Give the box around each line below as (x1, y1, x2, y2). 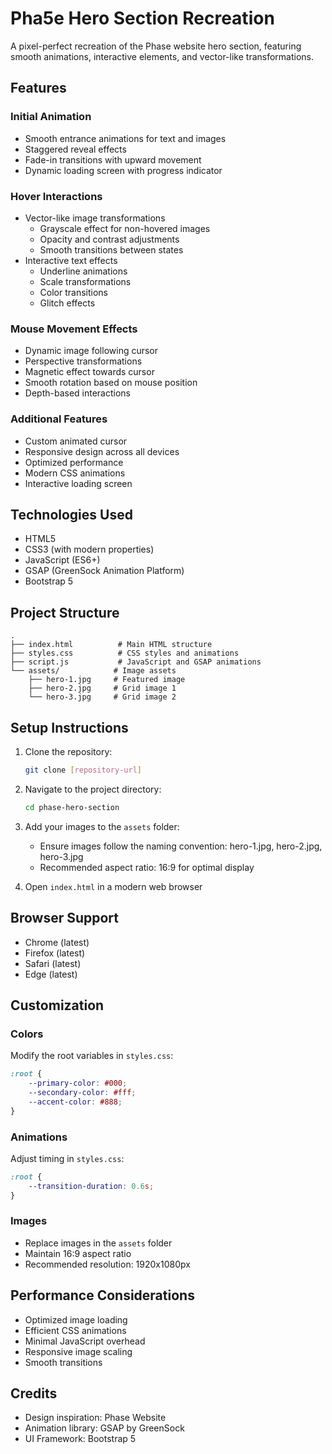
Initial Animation (10, 110, 92, 124)
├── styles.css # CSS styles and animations (10, 648, 240, 659)
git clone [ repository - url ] (24, 765, 142, 775)
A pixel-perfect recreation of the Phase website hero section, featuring (10, 40, 302, 52)
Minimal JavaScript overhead (24, 1335, 146, 1347)
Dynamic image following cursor (24, 345, 159, 357)
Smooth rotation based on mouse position (24, 377, 198, 389)
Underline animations (39, 265, 128, 277)
